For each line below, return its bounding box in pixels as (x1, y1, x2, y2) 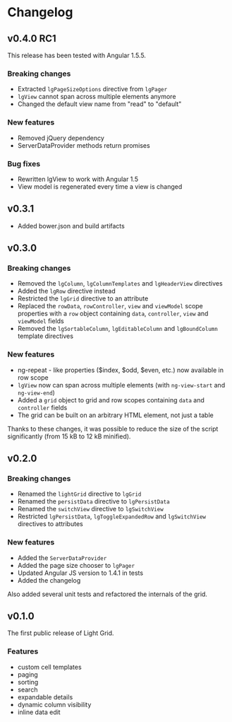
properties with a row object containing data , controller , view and (17, 309, 209, 318)
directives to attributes (17, 520, 83, 528)
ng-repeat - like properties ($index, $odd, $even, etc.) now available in (17, 366, 224, 374)
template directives (17, 332, 74, 340)
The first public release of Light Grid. (7, 629, 114, 637)
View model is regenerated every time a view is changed (17, 182, 183, 191)
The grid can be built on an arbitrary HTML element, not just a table (17, 411, 214, 419)
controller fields (17, 403, 68, 412)
